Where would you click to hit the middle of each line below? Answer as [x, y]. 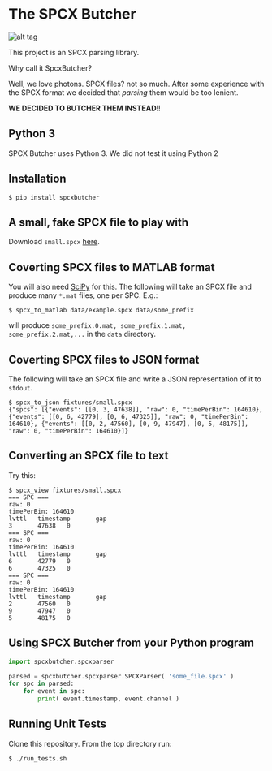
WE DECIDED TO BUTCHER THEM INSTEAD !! [84, 108]
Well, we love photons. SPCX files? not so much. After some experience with [136, 84]
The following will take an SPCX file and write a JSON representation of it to [135, 379]
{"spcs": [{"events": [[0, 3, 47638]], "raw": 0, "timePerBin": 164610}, [136, 410]
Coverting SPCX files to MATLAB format [112, 267]
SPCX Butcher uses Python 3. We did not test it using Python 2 [114, 153]
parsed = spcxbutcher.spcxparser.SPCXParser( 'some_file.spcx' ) [121, 676]
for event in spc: [54, 691]
